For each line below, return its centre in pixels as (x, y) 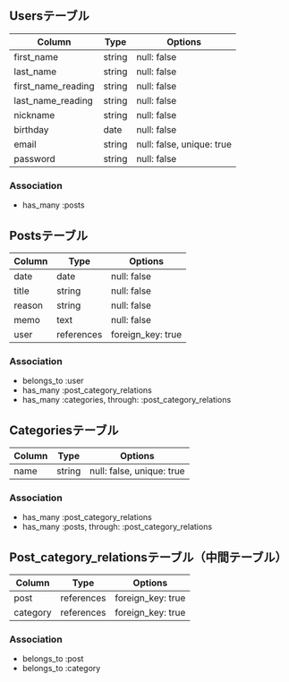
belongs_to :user (53, 381)
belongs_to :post (53, 659)
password (34, 158)
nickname (34, 115)
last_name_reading (54, 100)
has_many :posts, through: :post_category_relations (117, 527)
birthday (31, 130)
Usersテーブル (49, 16)
